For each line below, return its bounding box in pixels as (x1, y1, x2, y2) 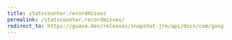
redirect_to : (7, 22, 45, 29)
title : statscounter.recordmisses (7, 9, 107, 17)
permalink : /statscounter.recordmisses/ (7, 16, 126, 23)
